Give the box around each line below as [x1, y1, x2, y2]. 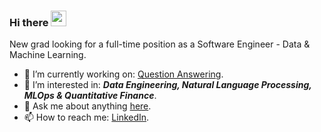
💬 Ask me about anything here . [23, 100, 152, 112]
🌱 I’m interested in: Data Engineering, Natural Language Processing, [23, 79, 312, 91]
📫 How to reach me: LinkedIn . [23, 111, 150, 124]
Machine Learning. [9, 49, 87, 61]
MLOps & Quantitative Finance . [23, 90, 157, 102]
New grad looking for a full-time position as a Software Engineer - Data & [9, 38, 311, 50]
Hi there [9, 15, 49, 29]
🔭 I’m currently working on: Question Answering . [23, 68, 224, 80]
